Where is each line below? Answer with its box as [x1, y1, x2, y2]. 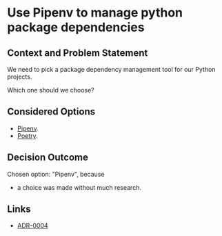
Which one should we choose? [7, 86, 94, 94]
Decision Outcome [7, 152, 88, 164]
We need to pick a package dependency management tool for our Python [7, 66, 216, 73]
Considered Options [7, 106, 95, 118]
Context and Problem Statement [7, 47, 148, 59]
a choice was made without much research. [17, 183, 141, 191]
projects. [7, 72, 32, 81]
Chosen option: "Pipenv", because [7, 170, 105, 178]
